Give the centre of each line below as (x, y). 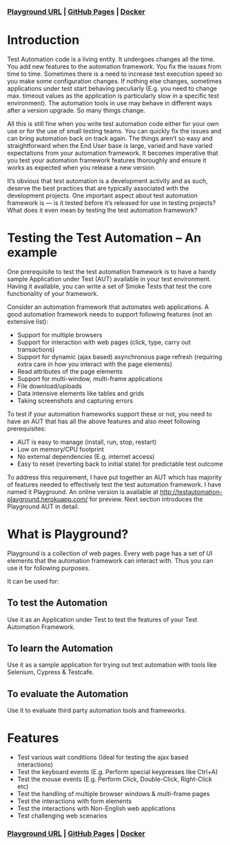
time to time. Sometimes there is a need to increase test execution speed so (115, 74)
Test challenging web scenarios (62, 816)
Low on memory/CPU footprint (61, 449)
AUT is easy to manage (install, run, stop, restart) (87, 442)
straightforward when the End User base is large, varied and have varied (110, 145)
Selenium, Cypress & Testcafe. (51, 672)
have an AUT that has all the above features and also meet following (104, 421)
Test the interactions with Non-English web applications (96, 809)
